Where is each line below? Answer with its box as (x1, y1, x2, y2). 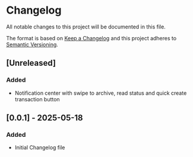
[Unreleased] (6, 58, 56, 68)
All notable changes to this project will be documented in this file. (6, 23, 166, 30)
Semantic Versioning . (6, 41, 58, 48)
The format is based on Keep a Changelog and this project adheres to (6, 34, 177, 41)
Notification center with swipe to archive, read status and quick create (14, 89, 187, 97)
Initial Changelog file (14, 144, 65, 151)
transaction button (14, 95, 61, 102)
